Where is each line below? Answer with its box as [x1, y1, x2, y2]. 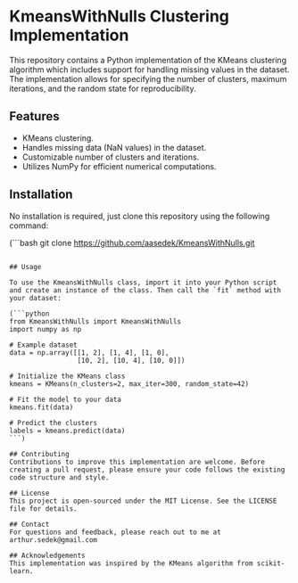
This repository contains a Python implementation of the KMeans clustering [9, 54, 287, 65]
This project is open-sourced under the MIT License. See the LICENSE [9, 497, 277, 505]
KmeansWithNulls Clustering [9, 6, 230, 27]
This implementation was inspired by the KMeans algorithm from [9, 559, 253, 568]
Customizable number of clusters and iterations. [21, 152, 200, 162]
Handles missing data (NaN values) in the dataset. [21, 142, 207, 152]
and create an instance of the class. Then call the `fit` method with [9, 285, 281, 295]
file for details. [9, 504, 78, 513]
